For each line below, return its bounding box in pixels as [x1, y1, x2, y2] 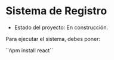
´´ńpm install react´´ [5, 46, 54, 54]
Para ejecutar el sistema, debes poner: [5, 35, 101, 42]
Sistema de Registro [5, 4, 107, 18]
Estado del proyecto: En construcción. [14, 24, 109, 31]
